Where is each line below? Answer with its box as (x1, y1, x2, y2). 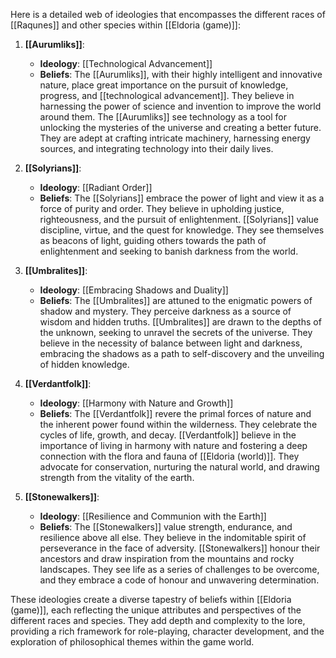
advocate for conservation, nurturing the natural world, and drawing (39, 461, 320, 473)
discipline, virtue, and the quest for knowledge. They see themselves (39, 224, 325, 236)
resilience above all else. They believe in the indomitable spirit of (39, 532, 307, 543)
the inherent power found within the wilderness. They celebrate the (39, 419, 318, 430)
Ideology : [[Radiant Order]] (39, 182, 153, 193)
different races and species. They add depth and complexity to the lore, (10, 615, 306, 626)
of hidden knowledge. (39, 359, 130, 370)
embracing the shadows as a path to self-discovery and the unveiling (39, 348, 325, 359)
